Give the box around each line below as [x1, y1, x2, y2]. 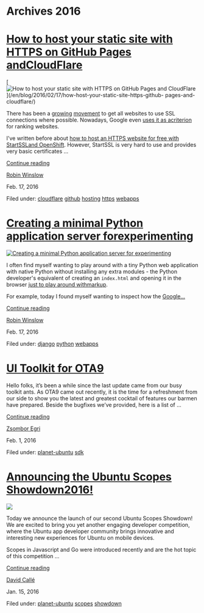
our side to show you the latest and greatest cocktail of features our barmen [6, 395, 197, 402]
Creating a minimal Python [6, 216, 144, 230]
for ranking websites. [6, 123, 60, 130]
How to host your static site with [6, 32, 174, 46]
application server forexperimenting [6, 229, 194, 243]
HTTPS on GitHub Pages [6, 45, 132, 59]
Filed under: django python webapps [6, 340, 99, 348]
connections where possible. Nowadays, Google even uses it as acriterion [6, 116, 192, 123]
